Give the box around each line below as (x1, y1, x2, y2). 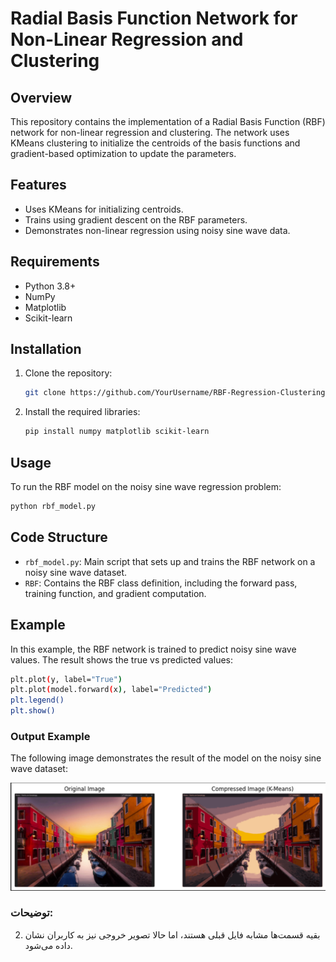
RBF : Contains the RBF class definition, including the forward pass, (24, 577, 298, 589)
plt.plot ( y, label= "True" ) (10, 674, 123, 684)
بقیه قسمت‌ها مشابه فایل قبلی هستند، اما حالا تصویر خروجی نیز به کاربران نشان (24, 928, 321, 941)
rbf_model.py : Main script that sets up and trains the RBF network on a (24, 555, 316, 567)
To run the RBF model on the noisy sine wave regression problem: (10, 481, 282, 492)
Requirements (10, 253, 100, 271)
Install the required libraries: (24, 406, 141, 418)
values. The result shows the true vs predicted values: (10, 653, 233, 666)
